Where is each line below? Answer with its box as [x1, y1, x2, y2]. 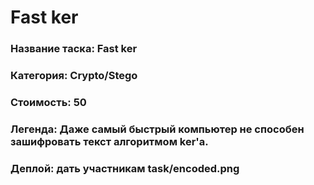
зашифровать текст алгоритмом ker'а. [10, 134, 209, 148]
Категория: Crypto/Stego [10, 69, 138, 83]
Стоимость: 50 [10, 95, 87, 109]
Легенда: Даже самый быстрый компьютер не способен [10, 122, 305, 136]
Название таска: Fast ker [10, 42, 138, 56]
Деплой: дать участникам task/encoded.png [10, 161, 240, 175]
